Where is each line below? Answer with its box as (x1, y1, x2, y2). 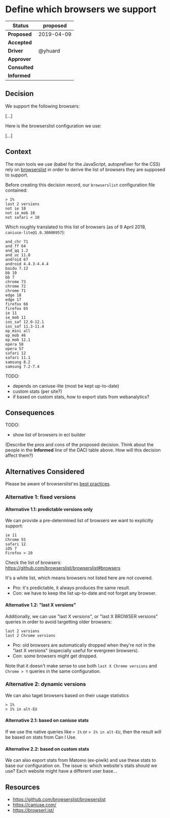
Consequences (5, 408, 55, 417)
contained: (5, 187, 28, 193)
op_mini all (5, 328, 30, 334)
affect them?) (5, 452, 33, 458)
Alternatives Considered (5, 467, 85, 476)
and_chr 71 (5, 239, 28, 244)
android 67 (5, 257, 28, 262)
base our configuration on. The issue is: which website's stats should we (5, 762, 157, 769)
